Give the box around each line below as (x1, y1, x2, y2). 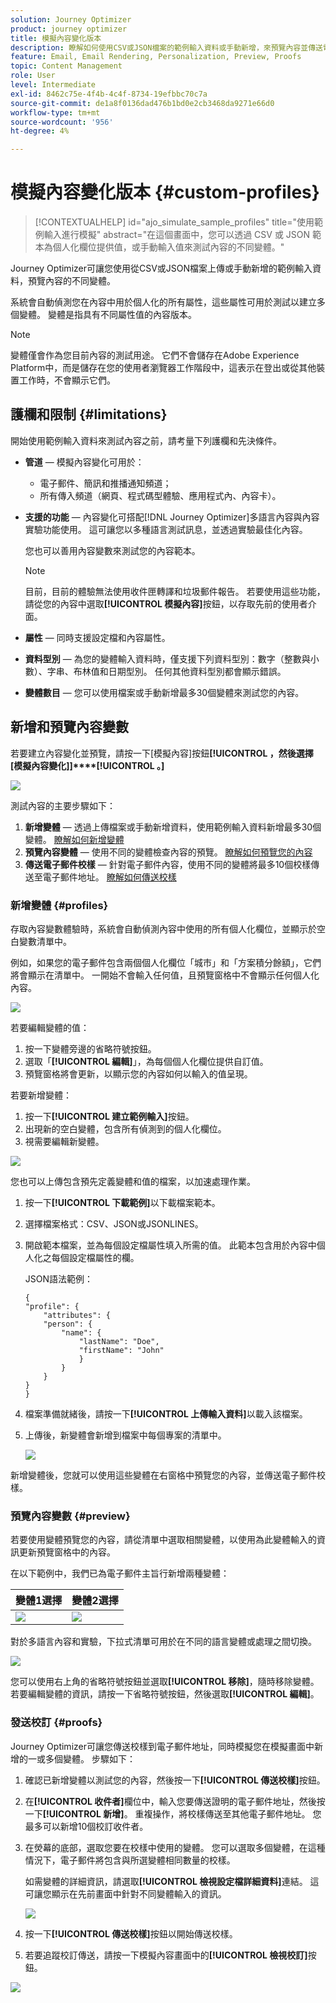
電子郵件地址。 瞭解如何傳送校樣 (42, 871, 177, 883)
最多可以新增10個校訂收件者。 (24, 1820, 149, 1832)
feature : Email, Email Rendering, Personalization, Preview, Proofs (10, 52, 302, 62)
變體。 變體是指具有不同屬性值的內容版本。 (18, 309, 197, 321)
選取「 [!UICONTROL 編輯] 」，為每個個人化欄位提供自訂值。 (24, 1055, 269, 1067)
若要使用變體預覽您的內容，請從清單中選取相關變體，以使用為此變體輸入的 (10, 1534, 317, 1546)
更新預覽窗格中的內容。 (18, 1546, 116, 1558)
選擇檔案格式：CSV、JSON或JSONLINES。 (24, 1217, 204, 1230)
